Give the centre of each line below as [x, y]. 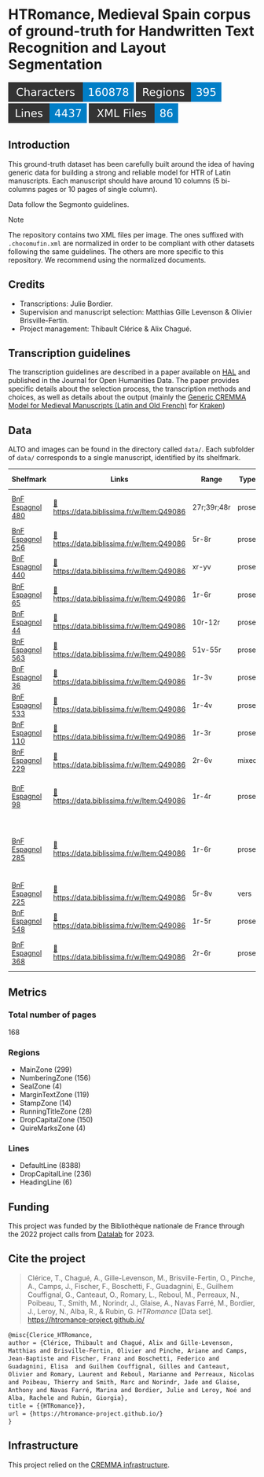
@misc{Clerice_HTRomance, [50, 1335]
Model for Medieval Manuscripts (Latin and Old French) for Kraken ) [117, 406]
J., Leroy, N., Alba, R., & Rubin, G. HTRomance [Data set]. [120, 1311]
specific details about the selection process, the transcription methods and [130, 389]
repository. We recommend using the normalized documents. [107, 260]
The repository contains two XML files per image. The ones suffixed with [126, 234]
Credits [27, 285]
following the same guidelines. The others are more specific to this [116, 251]
